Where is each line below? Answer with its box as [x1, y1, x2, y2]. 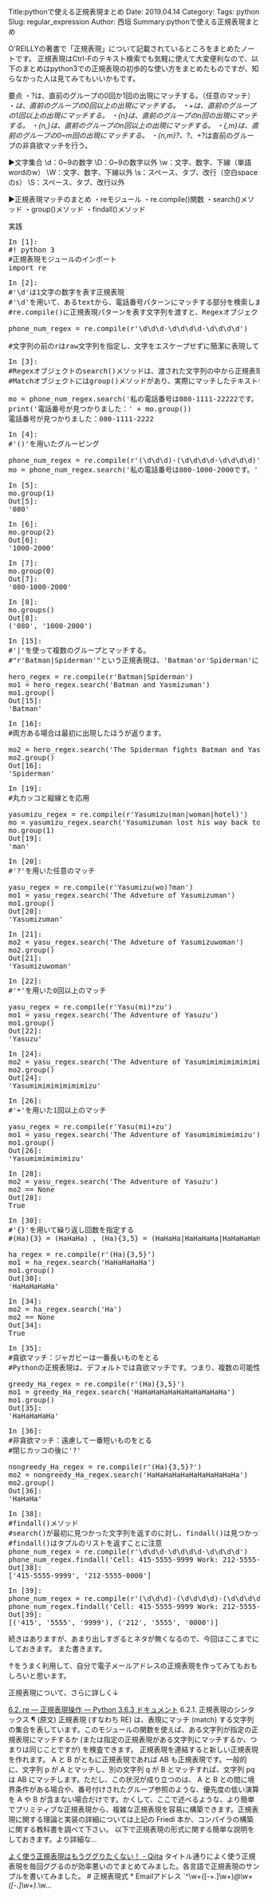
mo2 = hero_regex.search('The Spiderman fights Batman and [8, 745, 245, 754]
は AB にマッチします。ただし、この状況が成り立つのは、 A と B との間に [8, 1775, 248, 1784]
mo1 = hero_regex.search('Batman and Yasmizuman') [8, 681, 211, 689]
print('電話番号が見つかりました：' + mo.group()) [8, 405, 192, 413]
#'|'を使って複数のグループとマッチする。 [8, 646, 151, 654]
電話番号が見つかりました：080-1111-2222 [8, 414, 154, 423]
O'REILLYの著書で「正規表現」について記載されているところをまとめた [8, 44, 242, 53]
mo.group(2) [8, 528, 55, 536]
